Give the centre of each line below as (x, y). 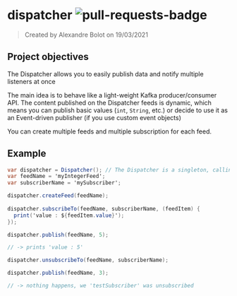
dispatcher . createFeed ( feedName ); (58, 196)
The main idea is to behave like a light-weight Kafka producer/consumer (112, 95)
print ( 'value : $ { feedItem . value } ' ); (69, 215)
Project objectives (48, 57)
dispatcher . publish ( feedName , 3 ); (58, 273)
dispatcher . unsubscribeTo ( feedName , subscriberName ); (88, 260)
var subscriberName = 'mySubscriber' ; (64, 183)
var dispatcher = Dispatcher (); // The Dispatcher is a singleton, (109, 170)
